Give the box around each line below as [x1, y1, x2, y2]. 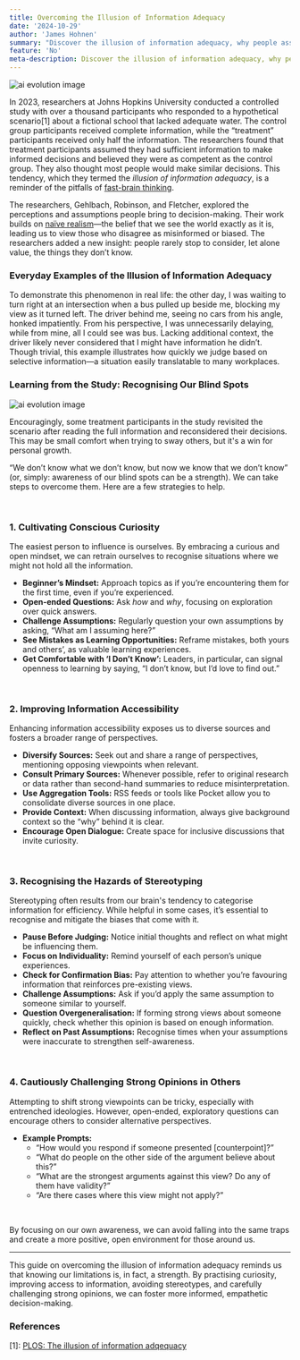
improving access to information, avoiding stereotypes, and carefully [9, 1279, 262, 1289]
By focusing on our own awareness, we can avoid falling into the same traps [9, 1224, 290, 1235]
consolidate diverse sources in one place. [21, 797, 176, 808]
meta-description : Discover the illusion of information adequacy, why [9, 55, 281, 64]
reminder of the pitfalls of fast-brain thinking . [9, 183, 174, 192]
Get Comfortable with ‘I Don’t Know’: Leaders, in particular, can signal [21, 653, 283, 664]
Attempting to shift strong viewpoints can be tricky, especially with [9, 1096, 254, 1107]
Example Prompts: [21, 1133, 92, 1143]
